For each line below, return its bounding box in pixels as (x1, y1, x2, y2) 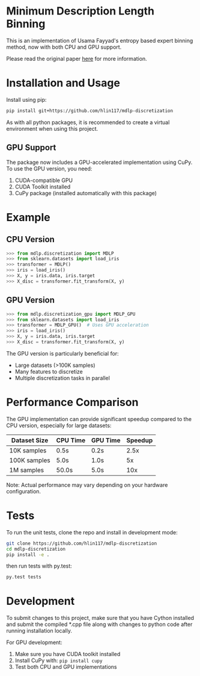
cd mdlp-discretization (6, 546, 66, 552)
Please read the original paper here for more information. (6, 55, 147, 62)
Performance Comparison (6, 396, 139, 409)
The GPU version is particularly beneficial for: (6, 349, 119, 357)
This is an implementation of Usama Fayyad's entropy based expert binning (6, 37, 193, 44)
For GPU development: (6, 639, 62, 646)
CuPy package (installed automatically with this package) (14, 189, 157, 196)
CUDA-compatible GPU (14, 177, 73, 184)
